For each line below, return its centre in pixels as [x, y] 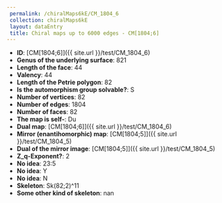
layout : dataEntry [36, 26]
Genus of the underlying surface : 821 [71, 60]
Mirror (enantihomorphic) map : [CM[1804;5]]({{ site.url [97, 134]
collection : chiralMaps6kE [49, 20]
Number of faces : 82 [47, 112]
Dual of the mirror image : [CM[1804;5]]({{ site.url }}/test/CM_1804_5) [116, 149]
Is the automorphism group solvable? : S [76, 90]
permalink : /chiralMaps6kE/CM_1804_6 [64, 14]
